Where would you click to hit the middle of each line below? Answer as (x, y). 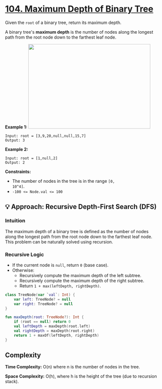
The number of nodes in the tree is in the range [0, (63, 181)
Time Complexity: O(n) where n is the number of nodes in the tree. (72, 367)
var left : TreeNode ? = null (42, 299)
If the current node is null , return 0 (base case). (60, 265)
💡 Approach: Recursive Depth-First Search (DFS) (81, 207)
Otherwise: (23, 270)
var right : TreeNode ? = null (43, 304)
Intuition (15, 221)
